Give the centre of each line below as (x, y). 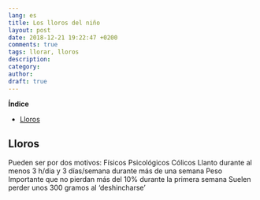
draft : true (28, 81)
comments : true (33, 45)
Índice (19, 104)
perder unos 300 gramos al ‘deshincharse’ (77, 188)
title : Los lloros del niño (54, 23)
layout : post (30, 30)
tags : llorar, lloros (44, 52)
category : (24, 67)
